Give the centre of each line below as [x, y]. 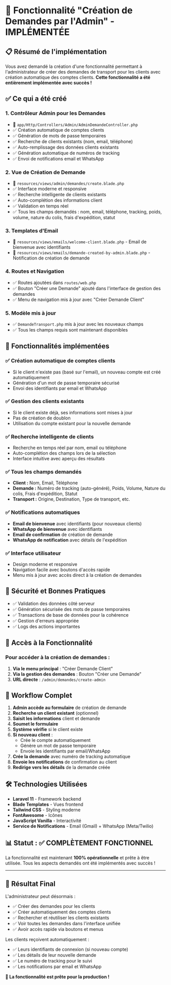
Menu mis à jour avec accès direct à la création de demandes [77, 575]
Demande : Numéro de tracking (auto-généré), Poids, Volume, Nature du [89, 488]
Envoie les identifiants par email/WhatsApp [65, 751]
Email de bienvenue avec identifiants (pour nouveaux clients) [77, 524]
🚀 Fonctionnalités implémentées [57, 346]
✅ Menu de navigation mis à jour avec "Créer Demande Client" [78, 299]
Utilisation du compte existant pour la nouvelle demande [72, 423]
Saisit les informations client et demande [56, 719]
